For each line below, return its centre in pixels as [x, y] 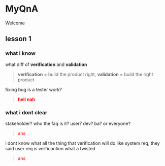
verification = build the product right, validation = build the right [85, 74]
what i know [21, 53]
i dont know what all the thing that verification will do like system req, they [82, 143]
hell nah [26, 99]
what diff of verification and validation [46, 64]
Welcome [15, 23]
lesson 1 [18, 39]
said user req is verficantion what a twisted [50, 148]
